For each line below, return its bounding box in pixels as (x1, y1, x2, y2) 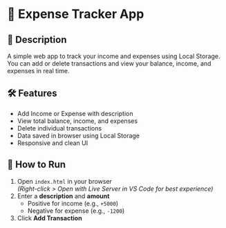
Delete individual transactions (17, 124, 102, 132)
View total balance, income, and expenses (17, 117, 138, 125)
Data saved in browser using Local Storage (17, 131, 140, 140)
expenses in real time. (7, 67, 70, 75)
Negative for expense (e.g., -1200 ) (27, 207, 125, 215)
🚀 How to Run (7, 159, 66, 171)
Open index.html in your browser (17, 177, 113, 185)
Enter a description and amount (17, 191, 110, 200)
